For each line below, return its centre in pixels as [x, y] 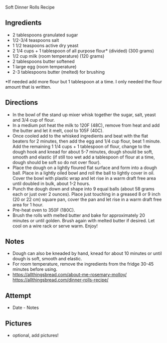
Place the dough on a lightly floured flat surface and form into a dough [84, 168]
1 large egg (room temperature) [44, 66]
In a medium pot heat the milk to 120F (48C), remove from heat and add [86, 125]
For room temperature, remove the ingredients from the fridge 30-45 [83, 264]
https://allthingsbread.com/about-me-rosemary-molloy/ [70, 275]
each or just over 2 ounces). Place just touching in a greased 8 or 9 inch [86, 194]
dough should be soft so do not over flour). [57, 162]
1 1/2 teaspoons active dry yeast [45, 45]
